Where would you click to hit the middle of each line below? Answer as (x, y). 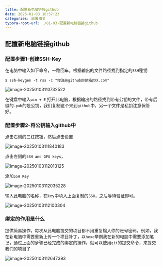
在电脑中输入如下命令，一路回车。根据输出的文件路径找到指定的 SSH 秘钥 (76, 70)
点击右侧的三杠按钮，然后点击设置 (39, 137)
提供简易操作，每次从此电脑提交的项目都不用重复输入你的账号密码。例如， (79, 230)
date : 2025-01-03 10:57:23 (32, 14)
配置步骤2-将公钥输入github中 (41, 125)
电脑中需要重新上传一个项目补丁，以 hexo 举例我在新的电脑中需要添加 (81, 236)
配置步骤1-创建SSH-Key (33, 59)
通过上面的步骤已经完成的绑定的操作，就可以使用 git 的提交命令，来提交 (85, 242)
